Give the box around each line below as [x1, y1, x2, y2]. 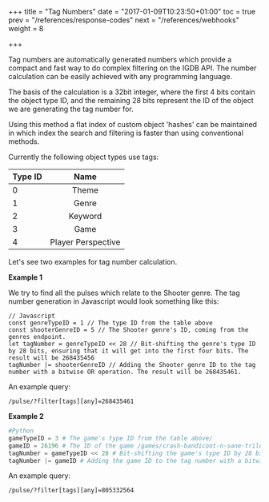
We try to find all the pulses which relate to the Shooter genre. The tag [8, 288, 240, 297]
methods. [8, 137, 40, 146]
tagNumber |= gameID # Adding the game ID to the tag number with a [8, 456, 242, 464]
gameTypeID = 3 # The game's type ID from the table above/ [8, 434, 214, 442]
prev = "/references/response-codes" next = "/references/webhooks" [8, 15, 240, 25]
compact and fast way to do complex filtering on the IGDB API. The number [8, 63, 257, 73]
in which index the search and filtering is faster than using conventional [8, 128, 244, 137]
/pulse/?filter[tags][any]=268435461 [8, 397, 134, 405]
